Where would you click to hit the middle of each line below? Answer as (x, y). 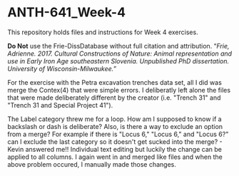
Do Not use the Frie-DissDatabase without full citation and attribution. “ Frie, (118, 46)
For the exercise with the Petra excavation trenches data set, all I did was (115, 82)
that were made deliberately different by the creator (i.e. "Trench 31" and (114, 98)
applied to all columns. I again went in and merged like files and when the (115, 157)
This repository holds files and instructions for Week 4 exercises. (103, 32)
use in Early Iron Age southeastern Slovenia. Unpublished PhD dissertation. (118, 61)
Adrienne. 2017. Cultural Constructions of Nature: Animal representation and (120, 53)
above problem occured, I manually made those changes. (92, 164)
